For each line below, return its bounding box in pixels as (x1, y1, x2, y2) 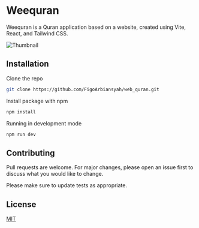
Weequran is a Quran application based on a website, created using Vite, (6, 23, 186, 31)
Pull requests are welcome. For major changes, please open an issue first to (6, 164, 194, 171)
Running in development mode (6, 119, 82, 127)
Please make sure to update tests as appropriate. (6, 182, 128, 189)
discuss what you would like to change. (6, 170, 104, 178)
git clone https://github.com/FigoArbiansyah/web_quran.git (6, 86, 160, 92)
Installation (6, 59, 49, 69)
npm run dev (6, 131, 36, 137)
